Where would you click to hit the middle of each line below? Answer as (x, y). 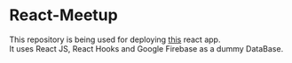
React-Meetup (63, 15)
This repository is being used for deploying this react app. (115, 39)
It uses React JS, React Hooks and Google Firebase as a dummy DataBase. (146, 48)
